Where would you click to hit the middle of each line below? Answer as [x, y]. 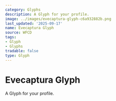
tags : [11, 37]
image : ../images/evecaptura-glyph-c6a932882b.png [58, 19]
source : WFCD [19, 33]
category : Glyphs [23, 10]
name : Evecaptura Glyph [30, 28]
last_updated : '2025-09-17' [34, 23]
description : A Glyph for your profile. [47, 14]
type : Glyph [17, 55]
